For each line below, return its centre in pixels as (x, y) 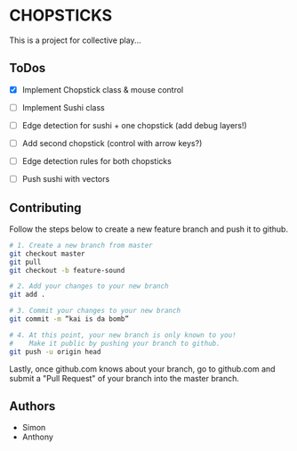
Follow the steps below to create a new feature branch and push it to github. (149, 229)
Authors (32, 406)
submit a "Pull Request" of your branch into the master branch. (124, 378)
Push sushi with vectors (66, 179)
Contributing (45, 207)
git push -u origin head (55, 352)
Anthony (37, 437)
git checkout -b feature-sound (67, 270)
